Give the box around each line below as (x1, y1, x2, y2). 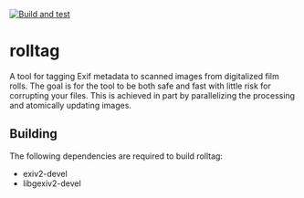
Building (9, 126, 58, 141)
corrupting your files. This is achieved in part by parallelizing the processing (9, 89, 295, 100)
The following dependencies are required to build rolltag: (9, 151, 224, 162)
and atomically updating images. (9, 99, 132, 110)
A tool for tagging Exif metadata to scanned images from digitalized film (9, 70, 280, 81)
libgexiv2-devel (22, 178, 82, 189)
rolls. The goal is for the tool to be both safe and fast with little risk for (9, 80, 271, 91)
